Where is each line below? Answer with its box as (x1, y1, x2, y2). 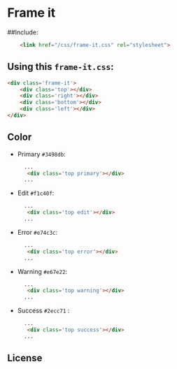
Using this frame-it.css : (7, 61, 114, 73)
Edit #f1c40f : (17, 189, 55, 197)
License (7, 352, 43, 364)
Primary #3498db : (17, 150, 66, 158)
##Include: (7, 28, 38, 36)
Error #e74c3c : (17, 228, 58, 236)
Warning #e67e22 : (17, 267, 68, 275)
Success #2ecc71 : (17, 306, 70, 315)
